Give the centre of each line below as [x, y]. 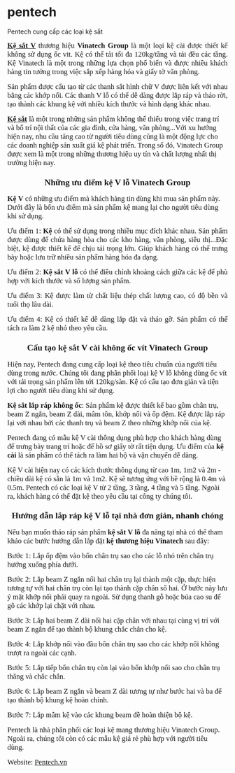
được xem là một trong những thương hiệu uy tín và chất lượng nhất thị [112, 154]
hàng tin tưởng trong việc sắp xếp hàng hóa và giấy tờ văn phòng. [104, 72]
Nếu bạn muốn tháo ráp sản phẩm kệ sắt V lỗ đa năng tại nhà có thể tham [115, 532]
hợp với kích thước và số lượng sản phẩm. [69, 281]
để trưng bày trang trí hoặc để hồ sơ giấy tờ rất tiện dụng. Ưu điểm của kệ [115, 446]
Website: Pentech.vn [37, 762]
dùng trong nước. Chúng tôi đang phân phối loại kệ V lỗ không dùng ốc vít [117, 373]
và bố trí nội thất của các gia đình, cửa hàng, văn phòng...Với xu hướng [112, 128]
